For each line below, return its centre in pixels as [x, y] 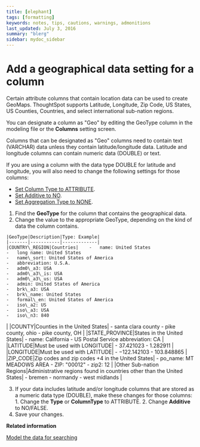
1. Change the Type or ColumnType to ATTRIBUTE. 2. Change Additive [103, 402]
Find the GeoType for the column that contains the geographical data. [101, 213]
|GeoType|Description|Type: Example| [53, 237]
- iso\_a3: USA [28, 310]
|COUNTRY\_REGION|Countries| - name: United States [79, 247]
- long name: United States [44, 252]
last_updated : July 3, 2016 [41, 28]
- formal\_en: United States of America [60, 299]
